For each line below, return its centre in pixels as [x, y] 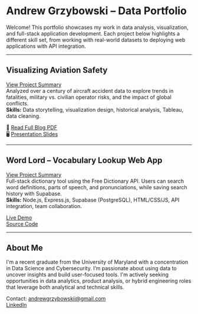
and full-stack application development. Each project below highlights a [93, 33]
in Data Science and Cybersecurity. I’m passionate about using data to [91, 268]
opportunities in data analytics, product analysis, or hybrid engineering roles [99, 281]
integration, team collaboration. [44, 206]
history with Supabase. [34, 193]
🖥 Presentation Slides [32, 134]
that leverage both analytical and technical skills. [65, 287]
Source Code [22, 224]
